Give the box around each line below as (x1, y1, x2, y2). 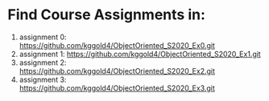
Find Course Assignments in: (7, 6, 206, 24)
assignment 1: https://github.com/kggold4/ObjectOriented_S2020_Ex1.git (19, 49, 261, 59)
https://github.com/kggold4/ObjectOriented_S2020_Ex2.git (19, 66, 215, 75)
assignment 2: (19, 58, 67, 67)
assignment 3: (19, 75, 67, 84)
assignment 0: (19, 32, 67, 42)
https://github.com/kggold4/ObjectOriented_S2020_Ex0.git (19, 40, 215, 50)
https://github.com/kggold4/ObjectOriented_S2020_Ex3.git (19, 83, 215, 93)
